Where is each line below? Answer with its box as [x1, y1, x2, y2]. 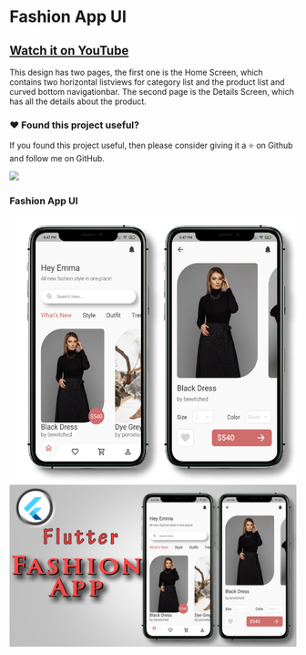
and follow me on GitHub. [9, 153, 105, 164]
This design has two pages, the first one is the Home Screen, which [9, 67, 264, 78]
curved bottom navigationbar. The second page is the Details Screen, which [9, 87, 294, 97]
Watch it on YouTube [9, 43, 129, 58]
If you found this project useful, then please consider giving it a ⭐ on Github [9, 140, 293, 151]
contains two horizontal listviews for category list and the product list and [9, 77, 285, 88]
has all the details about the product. [9, 96, 148, 107]
